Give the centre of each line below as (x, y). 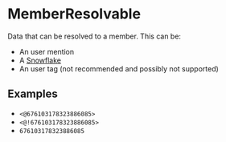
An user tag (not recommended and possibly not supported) (119, 68)
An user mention (47, 51)
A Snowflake (40, 60)
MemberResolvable (74, 14)
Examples (33, 94)
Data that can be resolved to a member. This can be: (95, 36)
